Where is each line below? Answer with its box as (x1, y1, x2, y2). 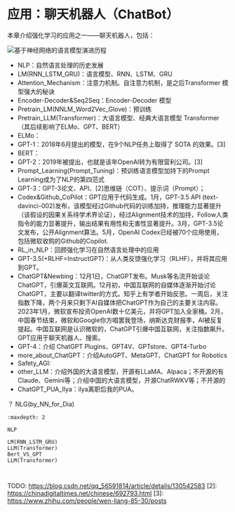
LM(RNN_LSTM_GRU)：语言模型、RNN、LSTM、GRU (17, 70, 173, 78)
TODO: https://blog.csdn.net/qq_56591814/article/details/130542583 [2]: (7, 481, 217, 489)
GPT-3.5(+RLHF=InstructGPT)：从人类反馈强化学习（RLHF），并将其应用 (17, 254, 228, 262)
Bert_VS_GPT (7, 451, 42, 458)
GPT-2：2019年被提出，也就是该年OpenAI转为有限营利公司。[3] (17, 158, 203, 166)
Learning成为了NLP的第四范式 (17, 175, 105, 184)
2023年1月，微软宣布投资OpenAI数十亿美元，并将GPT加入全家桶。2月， (17, 307, 227, 315)
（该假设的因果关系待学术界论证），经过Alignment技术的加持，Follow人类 (17, 210, 229, 219)
